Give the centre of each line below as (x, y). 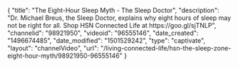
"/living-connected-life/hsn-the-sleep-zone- (166, 48)
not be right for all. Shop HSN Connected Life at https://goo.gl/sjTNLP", (112, 25)
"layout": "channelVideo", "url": (53, 48)
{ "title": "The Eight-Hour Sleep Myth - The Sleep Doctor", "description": (113, 10)
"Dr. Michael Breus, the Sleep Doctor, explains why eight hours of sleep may (119, 18)
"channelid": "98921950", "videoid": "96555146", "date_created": (103, 33)
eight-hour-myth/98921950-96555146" (65, 56)
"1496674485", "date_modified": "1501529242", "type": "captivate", (106, 41)
